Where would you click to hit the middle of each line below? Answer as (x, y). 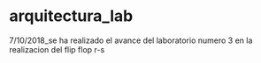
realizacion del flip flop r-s (57, 49)
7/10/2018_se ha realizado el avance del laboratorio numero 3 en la (131, 40)
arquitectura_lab (71, 16)
